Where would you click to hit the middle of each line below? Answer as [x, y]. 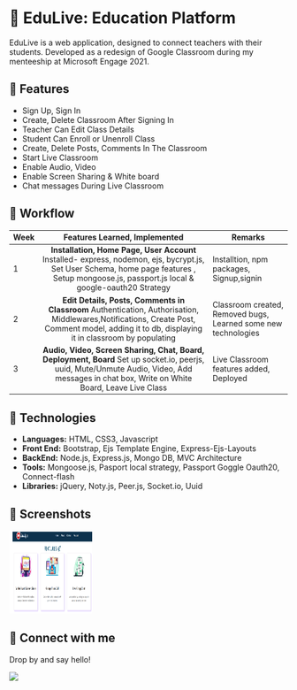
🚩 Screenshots [50, 514]
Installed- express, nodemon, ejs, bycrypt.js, [124, 259]
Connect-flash [48, 477]
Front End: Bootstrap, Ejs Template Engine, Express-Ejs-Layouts [139, 448]
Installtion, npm [240, 259]
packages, [231, 269]
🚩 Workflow [42, 214]
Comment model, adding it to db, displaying [124, 328]
